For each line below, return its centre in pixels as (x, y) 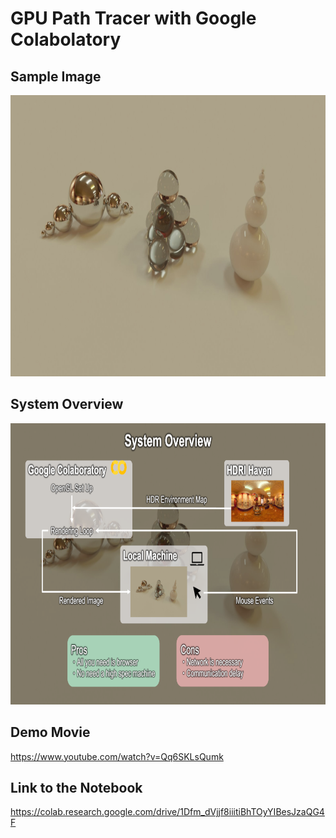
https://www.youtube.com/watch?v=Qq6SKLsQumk (117, 756)
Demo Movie (50, 732)
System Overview (67, 404)
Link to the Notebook (76, 788)
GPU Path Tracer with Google (133, 18)
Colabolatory (66, 39)
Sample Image (56, 76)
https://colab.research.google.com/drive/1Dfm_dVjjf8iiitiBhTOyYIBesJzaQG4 (167, 812)
